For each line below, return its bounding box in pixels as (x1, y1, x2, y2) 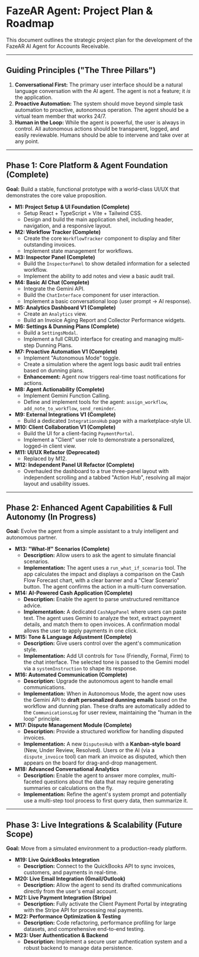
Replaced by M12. (23, 455, 68, 462)
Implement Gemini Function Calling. (23, 392, 111, 399)
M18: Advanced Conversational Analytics (14, 766, 120, 773)
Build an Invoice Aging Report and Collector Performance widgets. (23, 316, 186, 323)
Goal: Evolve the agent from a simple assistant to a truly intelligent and (6, 528, 179, 535)
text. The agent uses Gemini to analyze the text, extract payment (23, 615, 182, 622)
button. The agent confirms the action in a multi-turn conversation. (23, 583, 187, 590)
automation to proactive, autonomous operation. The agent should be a (14, 106, 189, 113)
